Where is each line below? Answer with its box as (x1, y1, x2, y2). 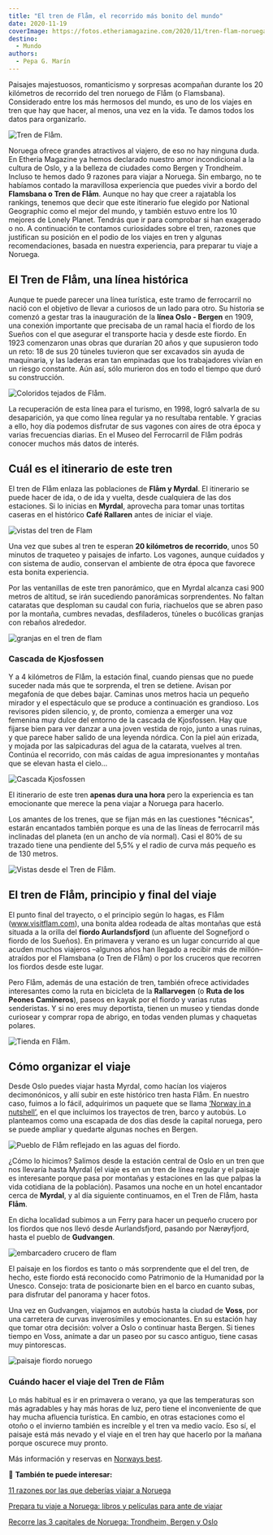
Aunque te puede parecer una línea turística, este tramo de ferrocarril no (8, 294, 252, 304)
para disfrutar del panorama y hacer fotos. (8, 1290, 150, 1300)
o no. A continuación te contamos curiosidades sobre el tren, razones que (8, 223, 256, 233)
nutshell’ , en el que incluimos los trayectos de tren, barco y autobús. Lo (8, 1107, 246, 1117)
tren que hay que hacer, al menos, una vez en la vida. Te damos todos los (8, 105, 254, 115)
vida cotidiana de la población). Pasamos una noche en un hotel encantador (8, 1182, 263, 1192)
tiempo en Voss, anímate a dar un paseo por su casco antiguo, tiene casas (8, 1332, 258, 1341)
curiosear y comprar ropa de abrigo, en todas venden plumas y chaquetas (8, 1012, 258, 1022)
